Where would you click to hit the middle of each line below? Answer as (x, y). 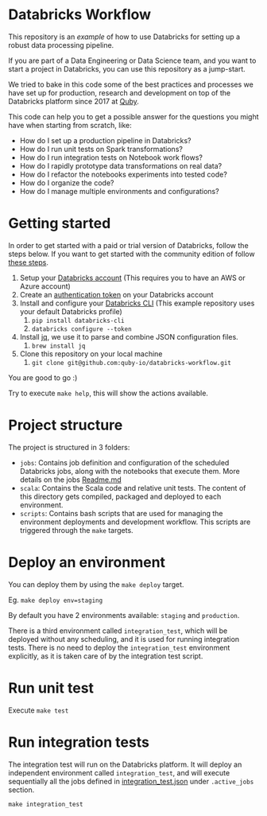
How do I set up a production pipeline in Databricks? (105, 140)
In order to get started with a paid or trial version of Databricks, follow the (128, 245)
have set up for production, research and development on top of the (120, 92)
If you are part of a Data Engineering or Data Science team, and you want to (132, 60)
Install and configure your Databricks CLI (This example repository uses (137, 303)
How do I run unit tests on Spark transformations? (101, 149)
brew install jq (58, 346)
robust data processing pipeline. (61, 45)
